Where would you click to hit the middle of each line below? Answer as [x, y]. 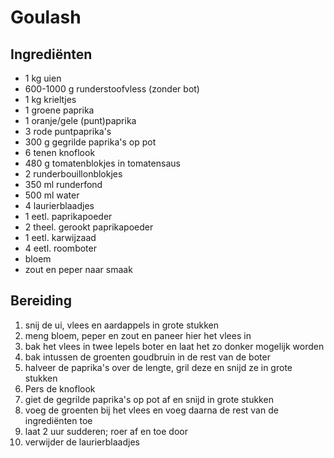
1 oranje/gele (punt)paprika [80, 120]
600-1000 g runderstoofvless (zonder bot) [112, 89]
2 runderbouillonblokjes [73, 174]
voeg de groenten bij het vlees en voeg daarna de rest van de [151, 410]
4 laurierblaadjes [59, 205]
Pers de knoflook [60, 388]
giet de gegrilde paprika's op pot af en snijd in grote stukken [149, 399]
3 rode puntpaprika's [68, 131]
